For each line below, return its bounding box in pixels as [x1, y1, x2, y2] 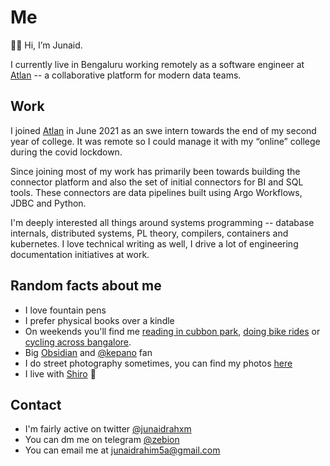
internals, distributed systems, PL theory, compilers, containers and [10, 227, 289, 239]
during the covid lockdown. [10, 146, 123, 158]
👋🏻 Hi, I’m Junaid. [10, 39, 83, 51]
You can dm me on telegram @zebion [24, 434, 180, 446]
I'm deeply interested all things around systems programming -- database [10, 216, 315, 228]
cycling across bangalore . [24, 336, 132, 348]
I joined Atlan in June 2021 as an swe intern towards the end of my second [10, 124, 317, 136]
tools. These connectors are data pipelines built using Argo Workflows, [10, 186, 303, 198]
